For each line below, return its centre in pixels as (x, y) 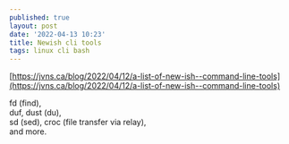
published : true (39, 17)
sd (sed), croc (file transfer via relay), (78, 123)
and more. (28, 131)
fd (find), (25, 103)
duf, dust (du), (35, 113)
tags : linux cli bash (50, 51)
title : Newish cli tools (55, 42)
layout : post (34, 26)
